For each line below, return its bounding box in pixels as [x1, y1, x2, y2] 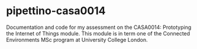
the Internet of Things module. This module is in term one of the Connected [6, 30, 190, 37]
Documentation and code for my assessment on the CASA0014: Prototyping [6, 24, 192, 31]
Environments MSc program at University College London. [6, 36, 148, 43]
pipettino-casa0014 [6, 4, 106, 18]
